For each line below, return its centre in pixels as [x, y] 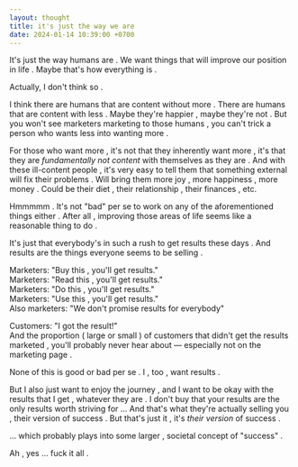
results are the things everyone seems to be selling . [106, 252]
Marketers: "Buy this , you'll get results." [84, 270]
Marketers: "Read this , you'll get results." [86, 279]
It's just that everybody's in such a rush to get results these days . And [140, 243]
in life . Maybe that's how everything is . [83, 69]
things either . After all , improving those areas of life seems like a [131, 216]
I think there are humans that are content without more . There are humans [148, 105]
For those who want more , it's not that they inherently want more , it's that [148, 151]
